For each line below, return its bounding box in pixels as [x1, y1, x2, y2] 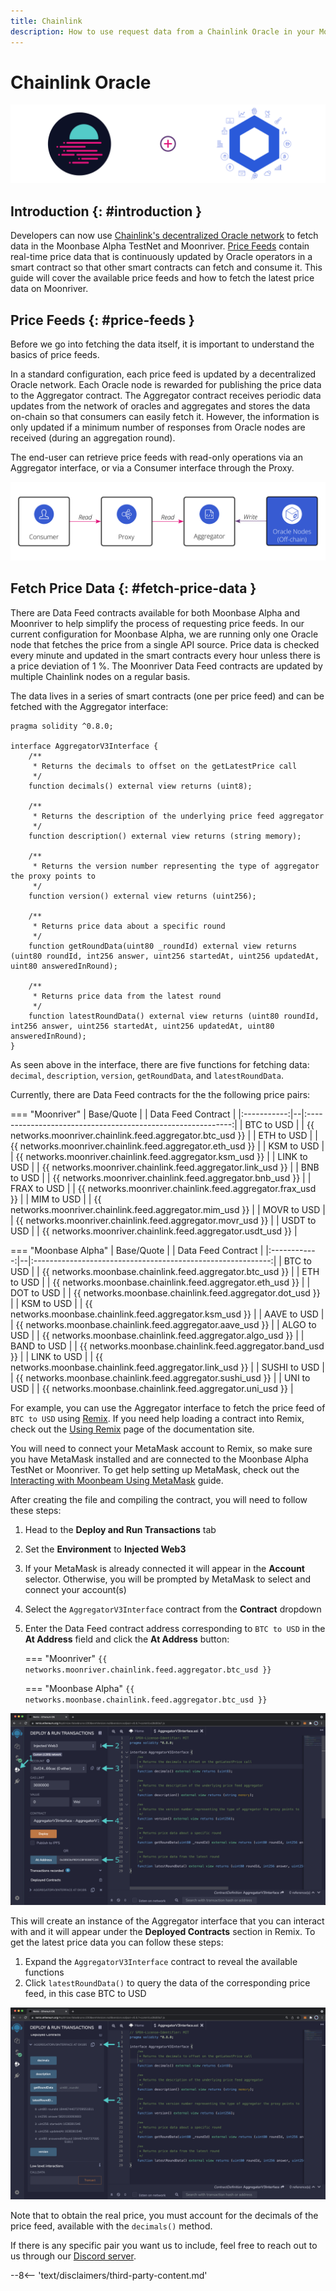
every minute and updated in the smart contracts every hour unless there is [10, 649, 321, 661]
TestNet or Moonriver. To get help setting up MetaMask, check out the [10, 1463, 300, 1475]
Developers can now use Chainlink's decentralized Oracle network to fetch [10, 230, 319, 242]
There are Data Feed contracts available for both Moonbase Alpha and [10, 606, 301, 619]
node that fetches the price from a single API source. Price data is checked [10, 638, 320, 650]
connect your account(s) [24, 1583, 127, 1595]
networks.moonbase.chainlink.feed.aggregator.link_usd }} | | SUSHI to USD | [10, 1361, 325, 1373]
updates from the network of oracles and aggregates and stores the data [10, 400, 311, 412]
